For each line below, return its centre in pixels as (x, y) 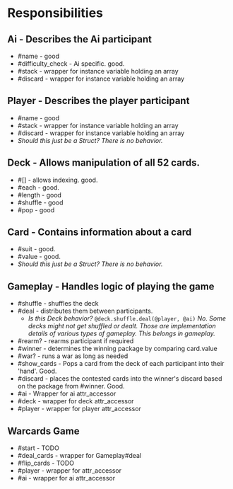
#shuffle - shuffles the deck (58, 304)
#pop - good (36, 209)
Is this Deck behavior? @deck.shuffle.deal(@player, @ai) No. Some (127, 318)
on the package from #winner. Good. (71, 386)
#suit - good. (36, 249)
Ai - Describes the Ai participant (79, 39)
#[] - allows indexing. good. (58, 180)
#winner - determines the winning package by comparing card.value (117, 349)
